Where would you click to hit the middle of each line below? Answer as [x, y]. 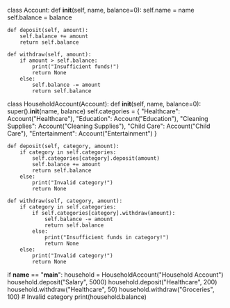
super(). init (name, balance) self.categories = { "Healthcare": [94, 111]
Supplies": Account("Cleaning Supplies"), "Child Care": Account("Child [109, 126]
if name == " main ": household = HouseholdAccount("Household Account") [115, 275]
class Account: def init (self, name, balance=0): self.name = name [101, 10]
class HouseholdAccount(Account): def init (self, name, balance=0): [104, 104]
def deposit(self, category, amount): [63, 146]
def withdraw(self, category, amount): [65, 201]
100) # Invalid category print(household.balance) [77, 297]
